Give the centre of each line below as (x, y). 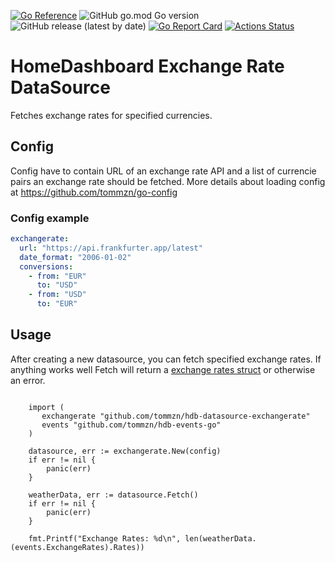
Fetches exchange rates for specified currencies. (111, 115)
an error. (28, 380)
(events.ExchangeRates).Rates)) (77, 547)
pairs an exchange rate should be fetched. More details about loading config (168, 181)
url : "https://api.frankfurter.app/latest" (111, 248)
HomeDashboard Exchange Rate (147, 66)
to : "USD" (57, 285)
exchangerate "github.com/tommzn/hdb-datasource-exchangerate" (176, 416)
